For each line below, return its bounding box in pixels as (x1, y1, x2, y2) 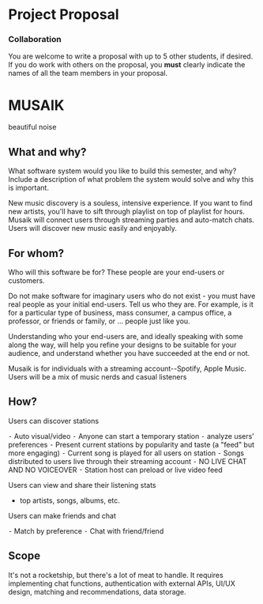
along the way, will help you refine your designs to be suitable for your (8, 340, 237, 349)
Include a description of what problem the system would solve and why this (8, 175, 254, 184)
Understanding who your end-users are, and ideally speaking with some (8, 332, 243, 342)
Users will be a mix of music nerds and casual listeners (8, 372, 187, 382)
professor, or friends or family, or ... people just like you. (8, 316, 191, 326)
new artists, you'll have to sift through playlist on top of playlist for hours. (8, 207, 246, 217)
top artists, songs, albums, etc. (19, 496, 121, 505)
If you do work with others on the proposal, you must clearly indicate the (8, 60, 246, 70)
